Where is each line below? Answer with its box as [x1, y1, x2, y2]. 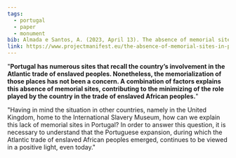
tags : [7, 10, 23, 18]
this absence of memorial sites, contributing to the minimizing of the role [7, 85, 225, 93]
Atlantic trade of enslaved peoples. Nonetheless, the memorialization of [7, 70, 222, 78]
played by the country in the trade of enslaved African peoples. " [7, 92, 199, 100]
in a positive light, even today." [7, 143, 96, 151]
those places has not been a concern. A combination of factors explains [7, 77, 221, 85]
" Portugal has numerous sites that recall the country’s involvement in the [7, 62, 225, 70]
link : [7, 43, 23, 50]
